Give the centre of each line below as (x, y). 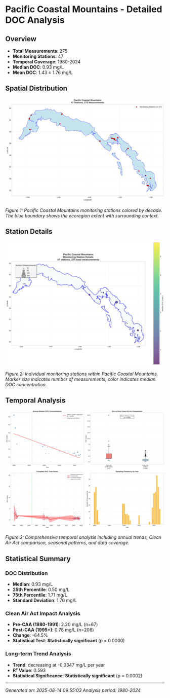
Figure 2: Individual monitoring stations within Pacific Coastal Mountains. (82, 374)
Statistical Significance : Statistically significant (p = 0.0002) (77, 676)
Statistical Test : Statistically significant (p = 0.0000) (69, 641)
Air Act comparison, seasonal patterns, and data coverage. (68, 543)
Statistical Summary (38, 559)
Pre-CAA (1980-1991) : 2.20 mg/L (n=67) (55, 624)
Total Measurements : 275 (40, 51)
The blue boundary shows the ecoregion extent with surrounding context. (82, 216)
